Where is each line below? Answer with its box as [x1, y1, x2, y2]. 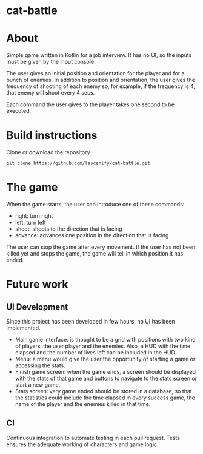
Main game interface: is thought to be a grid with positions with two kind [15, 336, 196, 343]
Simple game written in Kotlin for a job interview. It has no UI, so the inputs [6, 52, 192, 59]
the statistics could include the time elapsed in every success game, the [15, 394, 196, 401]
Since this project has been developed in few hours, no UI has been [6, 318, 175, 325]
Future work [6, 277, 68, 291]
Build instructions [6, 129, 98, 143]
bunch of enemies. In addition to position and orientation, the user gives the [6, 76, 196, 84]
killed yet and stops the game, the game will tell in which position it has [6, 250, 184, 257]
